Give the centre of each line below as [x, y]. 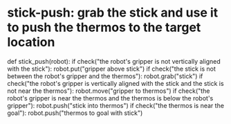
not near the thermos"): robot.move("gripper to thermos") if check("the [109, 91]
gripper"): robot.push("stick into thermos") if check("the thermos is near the [116, 105]
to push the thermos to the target [104, 27]
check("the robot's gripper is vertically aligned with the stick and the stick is [115, 83]
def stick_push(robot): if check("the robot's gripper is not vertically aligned [114, 61]
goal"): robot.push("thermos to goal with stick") [75, 113]
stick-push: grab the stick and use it [113, 13]
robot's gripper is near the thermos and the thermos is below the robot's [110, 98]
